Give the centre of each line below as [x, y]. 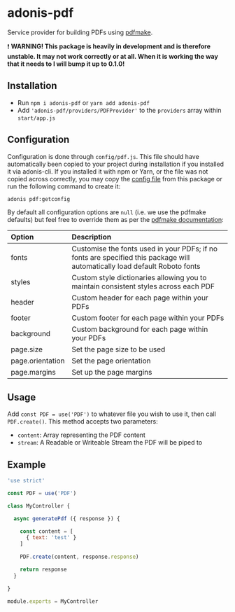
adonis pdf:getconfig [39, 199]
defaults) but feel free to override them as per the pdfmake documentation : [115, 220]
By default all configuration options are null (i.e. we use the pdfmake [107, 212]
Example [27, 465]
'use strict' [26, 481]
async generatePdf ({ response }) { [67, 519]
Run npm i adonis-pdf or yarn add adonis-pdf [84, 102]
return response [44, 570]
